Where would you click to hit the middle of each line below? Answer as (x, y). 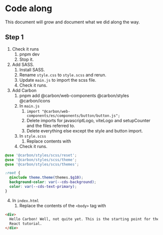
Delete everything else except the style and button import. (85, 131)
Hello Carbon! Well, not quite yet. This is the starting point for (80, 219)
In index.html (25, 200)
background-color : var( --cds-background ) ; (53, 182)
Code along (29, 9)
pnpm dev (29, 54)
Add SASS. (23, 64)
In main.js (29, 106)
